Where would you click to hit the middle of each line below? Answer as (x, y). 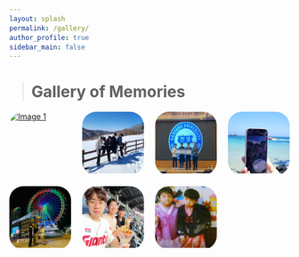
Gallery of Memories (108, 92)
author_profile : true (49, 37)
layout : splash (37, 19)
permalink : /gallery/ (49, 28)
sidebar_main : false (48, 47)
